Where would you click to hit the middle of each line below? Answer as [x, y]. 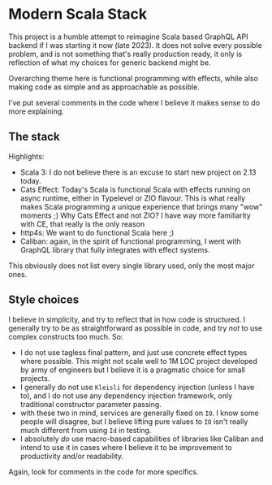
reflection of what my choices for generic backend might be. [110, 63]
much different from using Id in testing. [86, 430]
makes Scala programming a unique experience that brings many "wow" [141, 206]
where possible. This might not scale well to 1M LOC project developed [139, 361]
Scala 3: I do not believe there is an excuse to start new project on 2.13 [138, 172]
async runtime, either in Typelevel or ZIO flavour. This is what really [133, 198]
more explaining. [37, 111]
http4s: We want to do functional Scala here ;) [97, 232]
